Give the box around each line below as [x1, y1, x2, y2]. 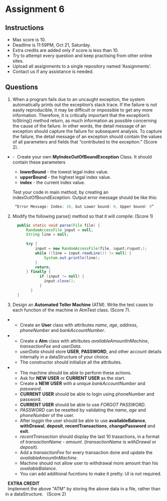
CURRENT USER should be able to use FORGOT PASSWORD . [19, 401, 146, 407]
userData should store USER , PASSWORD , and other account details [19, 348, 161, 354]
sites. [12, 58, 24, 63]
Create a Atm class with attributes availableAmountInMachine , [19, 337, 149, 343]
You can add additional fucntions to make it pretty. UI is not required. [19, 470, 161, 476]
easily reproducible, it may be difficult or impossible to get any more [12, 106, 153, 113]
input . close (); [44, 278, 76, 283]
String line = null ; [25, 232, 69, 237]
